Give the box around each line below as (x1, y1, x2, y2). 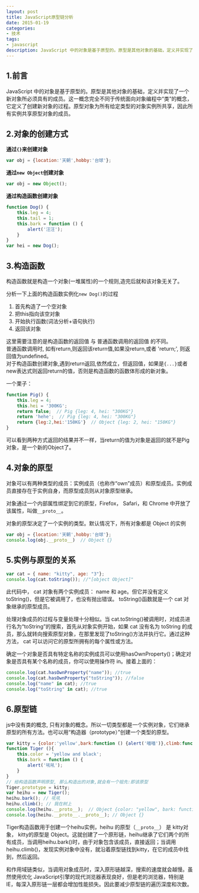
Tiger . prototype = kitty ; (6, 784, 70, 790)
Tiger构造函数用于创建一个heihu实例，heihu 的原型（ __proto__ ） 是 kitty (6, 823, 184, 831)
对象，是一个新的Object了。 (6, 444, 75, 451)
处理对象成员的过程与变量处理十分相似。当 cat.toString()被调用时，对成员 (6, 615, 185, 623)
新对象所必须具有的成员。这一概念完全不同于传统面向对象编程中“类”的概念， (6, 95, 192, 102)
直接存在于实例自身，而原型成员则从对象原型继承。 (11, 487, 136, 494)
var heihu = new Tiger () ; (6, 790, 70, 796)
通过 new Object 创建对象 (6, 169, 64, 176)
